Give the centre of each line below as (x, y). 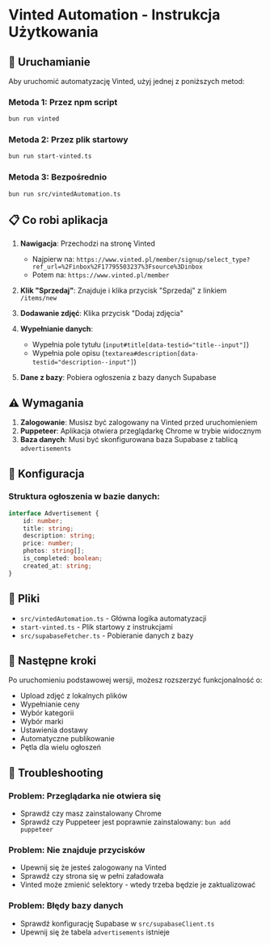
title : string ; (49, 528)
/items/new (38, 298)
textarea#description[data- (152, 354)
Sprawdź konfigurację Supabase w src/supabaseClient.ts (117, 923)
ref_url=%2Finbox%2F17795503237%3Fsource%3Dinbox (118, 267)
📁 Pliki (24, 599)
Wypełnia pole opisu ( (68, 353)
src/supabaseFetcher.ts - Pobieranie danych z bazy (107, 635)
